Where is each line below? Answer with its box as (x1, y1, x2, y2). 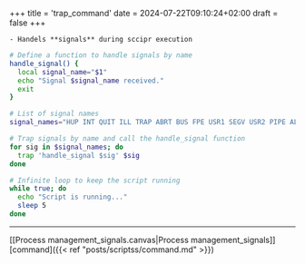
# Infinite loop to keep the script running (9, 176, 181, 185)
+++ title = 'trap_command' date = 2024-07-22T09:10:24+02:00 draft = (9, 8, 279, 18)
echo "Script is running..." (17, 192, 128, 202)
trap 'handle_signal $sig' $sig (17, 151, 141, 160)
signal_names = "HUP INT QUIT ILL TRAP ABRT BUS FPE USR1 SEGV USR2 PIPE (9, 118, 286, 127)
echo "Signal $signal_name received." (17, 76, 165, 85)
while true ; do (9, 184, 67, 193)
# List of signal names (9, 109, 100, 119)
